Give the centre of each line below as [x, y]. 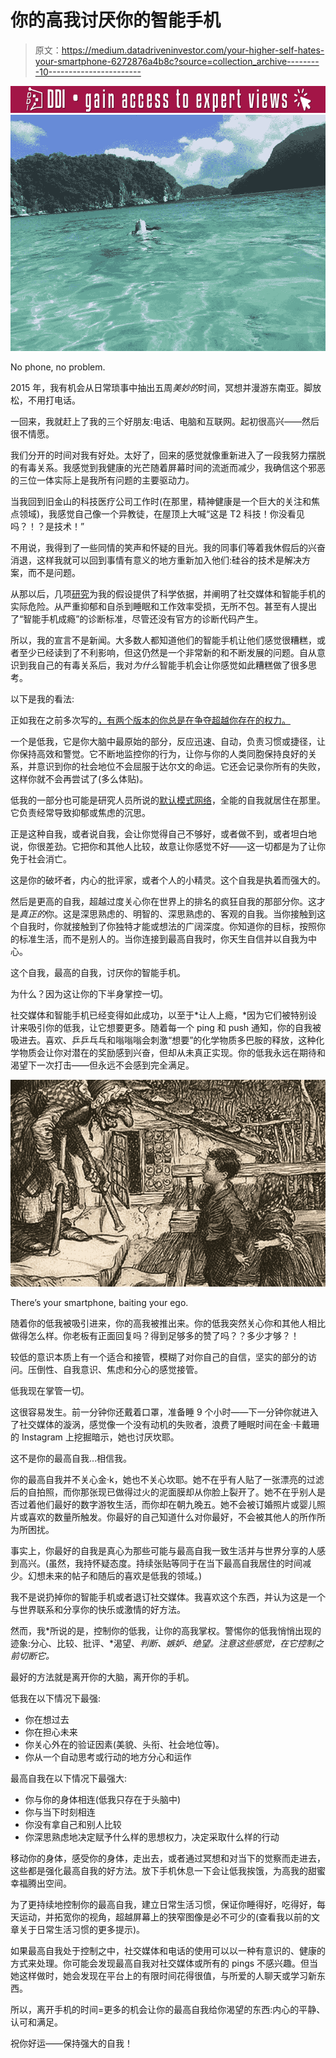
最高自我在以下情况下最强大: [69, 1778]
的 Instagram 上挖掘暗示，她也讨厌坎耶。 [95, 1437]
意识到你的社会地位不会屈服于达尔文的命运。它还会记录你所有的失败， [181, 767]
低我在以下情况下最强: [56, 1698]
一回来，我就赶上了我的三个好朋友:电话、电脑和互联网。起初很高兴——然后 [165, 422]
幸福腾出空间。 [41, 1883]
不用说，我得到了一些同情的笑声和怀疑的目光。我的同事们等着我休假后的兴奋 [168, 548]
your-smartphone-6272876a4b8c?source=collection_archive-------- [177, 61]
